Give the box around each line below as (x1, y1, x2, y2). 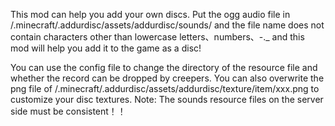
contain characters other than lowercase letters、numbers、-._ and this (10, 31, 305, 43)
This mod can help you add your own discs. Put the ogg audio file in (10, 9, 291, 20)
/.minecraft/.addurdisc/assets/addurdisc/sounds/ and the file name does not (10, 19, 325, 31)
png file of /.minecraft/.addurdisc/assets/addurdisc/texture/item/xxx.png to (10, 83, 320, 94)
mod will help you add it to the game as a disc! (10, 42, 202, 54)
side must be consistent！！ (10, 105, 127, 117)
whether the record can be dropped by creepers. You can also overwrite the (10, 72, 325, 84)
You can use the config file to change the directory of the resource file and (10, 62, 318, 73)
